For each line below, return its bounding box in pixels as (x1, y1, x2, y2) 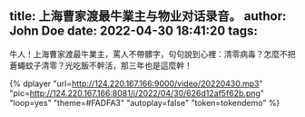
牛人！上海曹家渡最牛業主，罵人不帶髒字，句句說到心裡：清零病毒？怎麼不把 (9, 48, 296, 59)
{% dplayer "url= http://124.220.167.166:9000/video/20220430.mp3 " (9, 78, 263, 89)
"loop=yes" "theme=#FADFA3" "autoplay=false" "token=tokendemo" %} (9, 97, 280, 108)
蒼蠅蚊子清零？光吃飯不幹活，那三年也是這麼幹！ (9, 60, 192, 71)
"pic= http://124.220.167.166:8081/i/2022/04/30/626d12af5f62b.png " (9, 87, 265, 98)
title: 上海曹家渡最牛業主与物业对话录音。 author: (9, 8, 287, 24)
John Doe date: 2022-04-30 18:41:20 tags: (9, 24, 259, 39)
